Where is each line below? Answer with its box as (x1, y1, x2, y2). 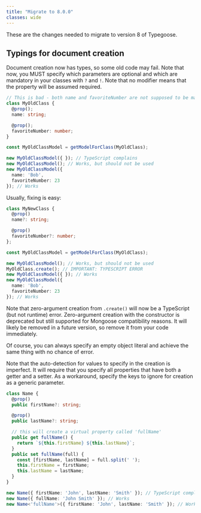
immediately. (6, 330, 38, 337)
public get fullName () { (11, 434, 74, 441)
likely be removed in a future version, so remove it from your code (6, 323, 169, 331)
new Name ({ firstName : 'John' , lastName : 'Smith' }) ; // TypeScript (6, 490, 181, 496)
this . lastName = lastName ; (17, 468, 84, 474)
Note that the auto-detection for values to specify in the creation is (6, 359, 170, 367)
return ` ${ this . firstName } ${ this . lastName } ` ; (17, 440, 135, 446)
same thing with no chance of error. (6, 348, 95, 355)
